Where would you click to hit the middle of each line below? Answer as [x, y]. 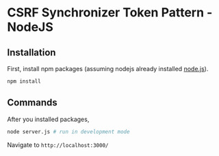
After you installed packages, [48, 119]
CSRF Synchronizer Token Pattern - [110, 13]
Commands [33, 103]
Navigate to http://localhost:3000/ [58, 144]
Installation [31, 52]
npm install [24, 81]
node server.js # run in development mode [68, 131]
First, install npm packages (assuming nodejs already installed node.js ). [108, 69]
